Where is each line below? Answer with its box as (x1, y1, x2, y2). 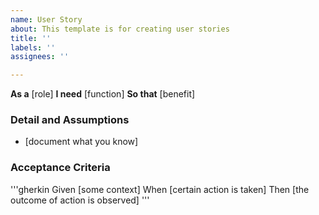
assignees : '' (10, 52, 70, 62)
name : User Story (10, 14, 83, 25)
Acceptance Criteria (10, 161, 111, 175)
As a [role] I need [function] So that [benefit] (10, 88, 196, 100)
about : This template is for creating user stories (10, 24, 230, 34)
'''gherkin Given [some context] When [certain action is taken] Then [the (10, 183, 310, 195)
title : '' (10, 33, 52, 43)
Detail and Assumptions (10, 113, 130, 127)
